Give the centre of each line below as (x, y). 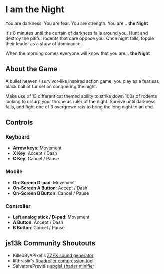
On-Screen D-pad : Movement (44, 182)
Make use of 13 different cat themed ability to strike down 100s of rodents (81, 96)
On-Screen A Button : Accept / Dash (50, 188)
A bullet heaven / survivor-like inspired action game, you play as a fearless (82, 81)
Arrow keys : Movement (37, 148)
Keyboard (18, 137)
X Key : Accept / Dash (35, 153)
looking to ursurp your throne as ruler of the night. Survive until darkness (81, 101)
